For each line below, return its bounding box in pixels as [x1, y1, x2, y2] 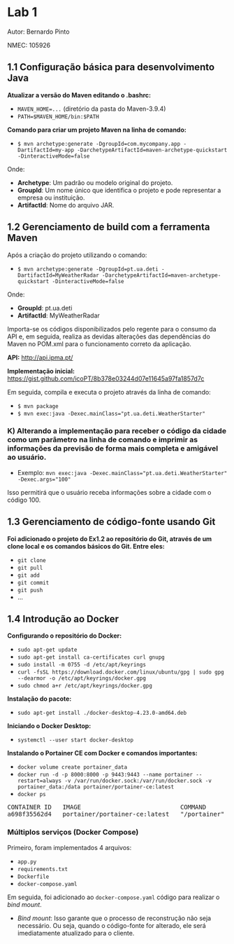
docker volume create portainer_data [17, 764, 128, 771]
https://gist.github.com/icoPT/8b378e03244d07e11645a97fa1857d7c [7, 374, 205, 383]
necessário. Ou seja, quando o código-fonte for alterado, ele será [17, 921, 206, 929]
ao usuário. [7, 453, 47, 463]
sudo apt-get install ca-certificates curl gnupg [17, 654, 166, 661]
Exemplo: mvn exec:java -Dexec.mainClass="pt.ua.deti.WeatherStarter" [17, 468, 228, 477]
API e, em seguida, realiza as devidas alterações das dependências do [7, 332, 211, 341]
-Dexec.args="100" [17, 476, 71, 483]
